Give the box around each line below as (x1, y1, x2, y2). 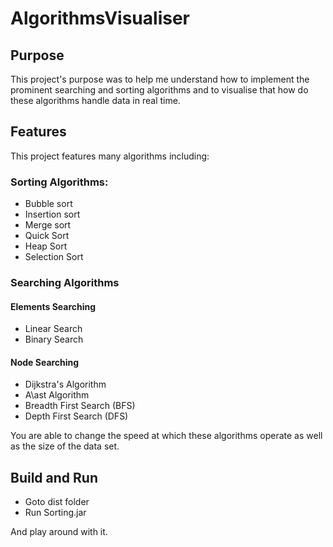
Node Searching (10, 356, 80, 368)
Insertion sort (24, 208, 81, 221)
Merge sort (24, 219, 72, 231)
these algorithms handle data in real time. (10, 95, 181, 106)
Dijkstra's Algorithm (24, 378, 107, 391)
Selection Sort (24, 251, 84, 263)
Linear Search (24, 323, 83, 335)
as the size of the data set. (10, 440, 120, 452)
